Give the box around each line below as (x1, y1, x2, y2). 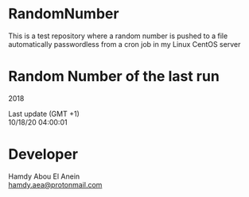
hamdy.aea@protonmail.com (8, 180, 103, 189)
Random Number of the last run (8, 68, 220, 86)
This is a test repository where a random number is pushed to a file (8, 31, 228, 41)
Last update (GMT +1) (8, 109, 80, 118)
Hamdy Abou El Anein (8, 172, 80, 181)
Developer (8, 145, 78, 164)
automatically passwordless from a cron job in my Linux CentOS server (8, 39, 241, 48)
